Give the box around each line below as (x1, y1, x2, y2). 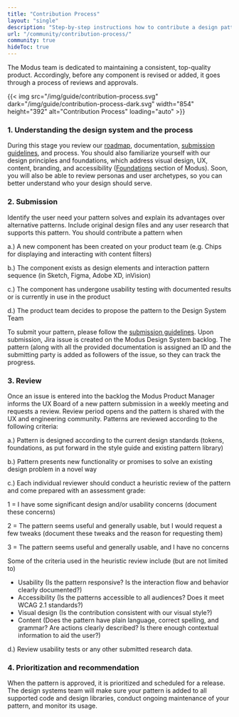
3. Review (7, 376, 42, 386)
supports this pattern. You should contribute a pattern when (7, 228, 183, 237)
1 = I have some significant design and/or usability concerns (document (7, 500, 217, 508)
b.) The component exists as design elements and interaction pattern (7, 263, 210, 272)
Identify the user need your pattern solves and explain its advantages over (7, 213, 225, 222)
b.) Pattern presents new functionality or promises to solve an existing (7, 457, 213, 465)
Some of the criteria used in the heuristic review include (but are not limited (7, 557, 228, 565)
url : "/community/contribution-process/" (7, 30, 132, 38)
